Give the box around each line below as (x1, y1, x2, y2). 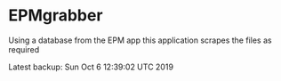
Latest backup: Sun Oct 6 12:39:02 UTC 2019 (8, 61, 174, 72)
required (8, 44, 40, 54)
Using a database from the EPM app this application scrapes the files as (8, 35, 272, 45)
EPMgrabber (8, 5, 103, 26)
